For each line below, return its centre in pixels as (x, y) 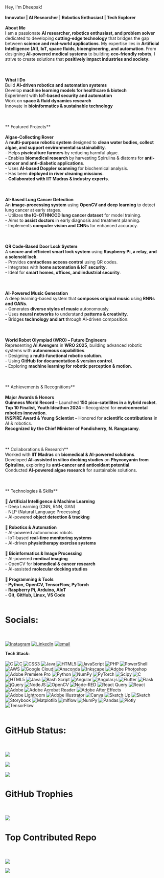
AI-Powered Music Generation (36, 293)
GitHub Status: (36, 730)
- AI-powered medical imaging (36, 558)
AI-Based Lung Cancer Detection (39, 200)
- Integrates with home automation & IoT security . (56, 267)
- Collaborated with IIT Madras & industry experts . (57, 179)
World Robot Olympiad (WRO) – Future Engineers (56, 340)
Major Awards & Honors (30, 397)
